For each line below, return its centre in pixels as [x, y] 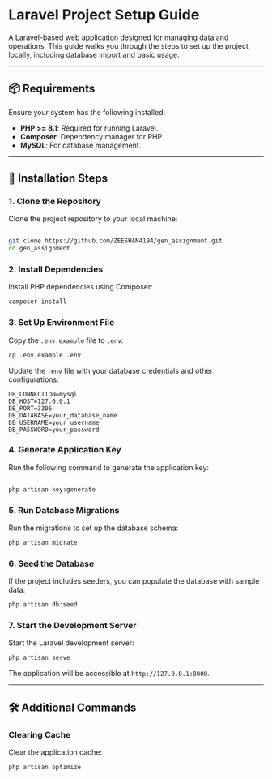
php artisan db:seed [43, 605]
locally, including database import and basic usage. [94, 54]
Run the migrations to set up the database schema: [93, 528]
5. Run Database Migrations [64, 510]
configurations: [34, 379]
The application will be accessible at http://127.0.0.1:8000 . [109, 674]
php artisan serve [39, 658]
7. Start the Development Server [72, 625]
